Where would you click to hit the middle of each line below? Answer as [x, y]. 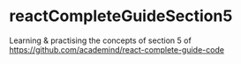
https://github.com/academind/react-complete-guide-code [117, 49]
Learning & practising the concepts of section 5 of [100, 40]
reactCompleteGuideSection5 [121, 16]
